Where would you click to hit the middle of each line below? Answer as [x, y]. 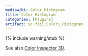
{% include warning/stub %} [35, 38]
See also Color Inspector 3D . [35, 48]
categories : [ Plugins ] [29, 19]
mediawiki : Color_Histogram [35, 10]
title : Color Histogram [31, 15]
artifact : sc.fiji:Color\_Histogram [44, 24]
